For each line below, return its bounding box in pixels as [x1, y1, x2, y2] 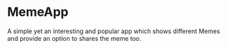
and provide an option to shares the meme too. [7, 34, 141, 42]
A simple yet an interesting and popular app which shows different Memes [7, 27, 221, 35]
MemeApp [7, 4, 69, 20]
